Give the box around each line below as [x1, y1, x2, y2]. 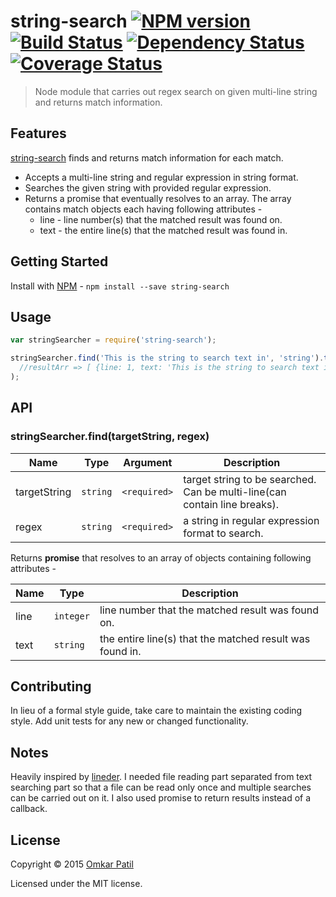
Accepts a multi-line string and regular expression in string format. [24, 171, 299, 183]
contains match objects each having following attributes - [24, 203, 263, 215]
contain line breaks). [183, 497, 279, 511]
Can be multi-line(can [183, 485, 287, 499]
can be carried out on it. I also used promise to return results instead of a [10, 792, 312, 804]
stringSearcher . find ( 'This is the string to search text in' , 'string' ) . [10, 353, 325, 364]
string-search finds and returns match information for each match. [10, 151, 284, 164]
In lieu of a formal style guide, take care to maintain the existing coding [10, 705, 303, 717]
